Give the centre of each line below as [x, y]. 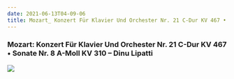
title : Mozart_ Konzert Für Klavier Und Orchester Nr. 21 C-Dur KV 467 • [117, 20]
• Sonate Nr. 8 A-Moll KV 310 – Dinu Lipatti [80, 53]
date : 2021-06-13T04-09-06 [46, 14]
